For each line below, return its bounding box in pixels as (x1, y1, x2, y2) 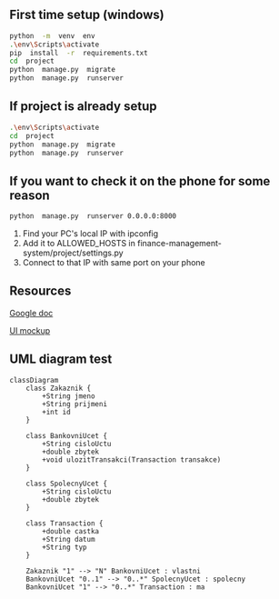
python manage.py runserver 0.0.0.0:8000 (9, 212, 177, 221)
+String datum (42, 534, 95, 544)
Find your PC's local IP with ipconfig (22, 228, 159, 239)
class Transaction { (25, 518, 104, 528)
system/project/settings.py (22, 247, 125, 258)
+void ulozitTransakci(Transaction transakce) (42, 454, 222, 464)
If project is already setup (9, 99, 157, 115)
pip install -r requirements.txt (9, 48, 148, 57)
